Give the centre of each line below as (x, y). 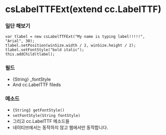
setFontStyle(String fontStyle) (46, 116)
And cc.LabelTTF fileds (37, 85)
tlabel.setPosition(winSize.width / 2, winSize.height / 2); (71, 46)
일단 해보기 (18, 26)
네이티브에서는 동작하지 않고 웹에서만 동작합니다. (60, 127)
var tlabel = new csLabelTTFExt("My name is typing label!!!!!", (75, 37)
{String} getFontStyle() (38, 110)
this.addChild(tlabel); (30, 54)
